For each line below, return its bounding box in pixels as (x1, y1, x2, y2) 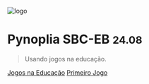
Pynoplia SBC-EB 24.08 (7, 32, 143, 47)
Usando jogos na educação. (24, 54, 107, 63)
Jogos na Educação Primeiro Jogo (7, 68, 108, 77)
